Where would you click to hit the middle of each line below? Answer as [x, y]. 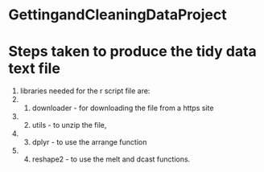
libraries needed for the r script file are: [85, 91]
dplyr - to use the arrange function [89, 142]
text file [34, 69]
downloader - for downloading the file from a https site [123, 108]
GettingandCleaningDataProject [118, 15]
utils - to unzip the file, [69, 125]
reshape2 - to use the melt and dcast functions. [111, 159]
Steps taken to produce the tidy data [133, 52]
